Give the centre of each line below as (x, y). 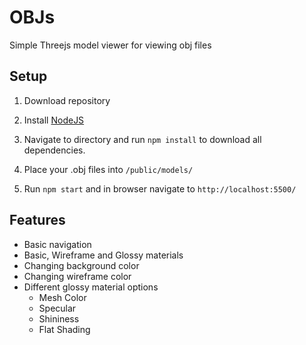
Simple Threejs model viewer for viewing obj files (110, 45)
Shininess (59, 318)
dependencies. (54, 150)
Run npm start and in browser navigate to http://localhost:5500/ (160, 188)
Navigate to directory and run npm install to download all (142, 139)
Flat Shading (64, 329)
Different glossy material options (91, 287)
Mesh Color (62, 297)
